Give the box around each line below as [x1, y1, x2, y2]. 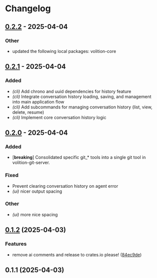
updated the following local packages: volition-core [12, 48, 116, 54]
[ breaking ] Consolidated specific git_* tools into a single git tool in [12, 154, 146, 160]
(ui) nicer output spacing [12, 188, 62, 194]
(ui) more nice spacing [12, 211, 58, 217]
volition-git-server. [12, 160, 50, 166]
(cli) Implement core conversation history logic [12, 114, 106, 120]
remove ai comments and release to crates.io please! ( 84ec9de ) [12, 252, 142, 257]
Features [5, 241, 27, 248]
